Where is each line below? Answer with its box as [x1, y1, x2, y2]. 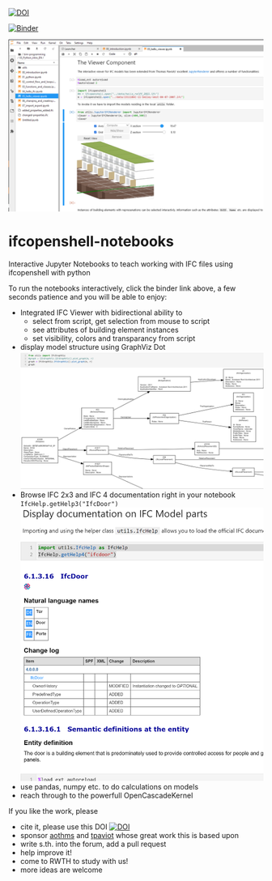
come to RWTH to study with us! [19, 857, 129, 866]
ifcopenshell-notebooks [8, 232, 174, 250]
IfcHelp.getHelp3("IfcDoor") [19, 500, 119, 508]
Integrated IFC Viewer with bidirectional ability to [19, 308, 183, 317]
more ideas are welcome [19, 865, 103, 875]
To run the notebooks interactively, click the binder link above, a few [8, 283, 236, 293]
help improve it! [19, 848, 73, 858]
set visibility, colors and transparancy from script [32, 333, 196, 343]
